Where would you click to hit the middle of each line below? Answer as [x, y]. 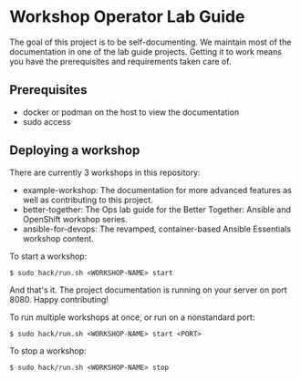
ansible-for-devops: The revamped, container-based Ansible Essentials [157, 229]
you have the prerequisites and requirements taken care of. [120, 61]
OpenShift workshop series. [75, 219]
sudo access [47, 121]
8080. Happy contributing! [59, 299]
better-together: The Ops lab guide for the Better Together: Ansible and [157, 209]
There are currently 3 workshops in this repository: [105, 172]
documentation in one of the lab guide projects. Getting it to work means [146, 51]
